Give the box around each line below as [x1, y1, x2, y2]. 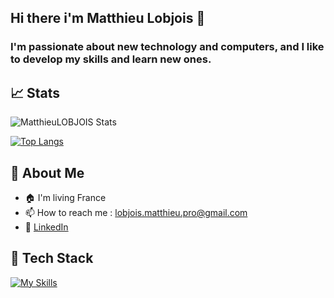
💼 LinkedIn [24, 221, 69, 233]
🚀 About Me [10, 164, 85, 181]
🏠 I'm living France [24, 191, 107, 203]
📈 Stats [10, 84, 61, 101]
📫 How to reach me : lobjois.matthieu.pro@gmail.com [24, 206, 248, 218]
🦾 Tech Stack [10, 250, 94, 267]
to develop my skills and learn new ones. [10, 52, 212, 66]
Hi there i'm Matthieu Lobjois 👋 [10, 10, 206, 27]
